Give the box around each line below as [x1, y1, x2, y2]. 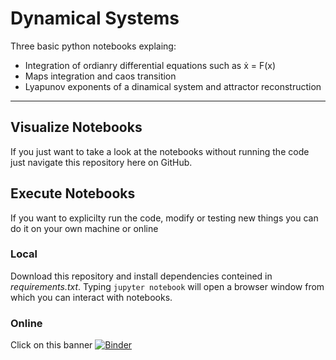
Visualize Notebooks [10, 119, 143, 136]
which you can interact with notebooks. [10, 291, 173, 303]
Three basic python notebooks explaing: [10, 40, 177, 52]
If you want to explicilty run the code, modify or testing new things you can [10, 212, 319, 224]
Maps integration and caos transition [24, 70, 177, 82]
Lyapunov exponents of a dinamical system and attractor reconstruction [24, 80, 322, 92]
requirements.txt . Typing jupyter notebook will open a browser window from [10, 280, 325, 292]
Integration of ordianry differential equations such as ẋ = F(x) [24, 59, 277, 71]
